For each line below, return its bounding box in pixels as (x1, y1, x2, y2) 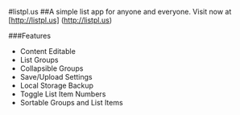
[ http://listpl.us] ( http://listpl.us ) (8, 15, 113, 25)
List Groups (19, 55, 59, 64)
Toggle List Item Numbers (19, 89, 106, 99)
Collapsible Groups (19, 64, 84, 73)
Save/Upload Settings (19, 72, 93, 81)
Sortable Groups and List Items (19, 98, 123, 107)
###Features (8, 31, 51, 40)
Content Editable (19, 47, 77, 55)
